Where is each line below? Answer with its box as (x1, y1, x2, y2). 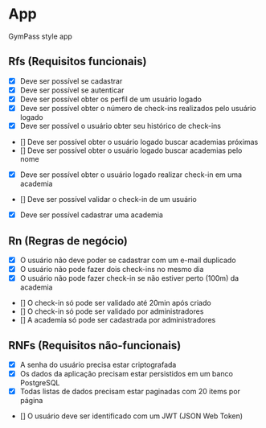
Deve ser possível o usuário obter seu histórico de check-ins (19, 121, 221, 130)
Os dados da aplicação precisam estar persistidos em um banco (19, 369, 233, 379)
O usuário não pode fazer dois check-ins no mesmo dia (19, 265, 204, 274)
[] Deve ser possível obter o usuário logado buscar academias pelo (19, 146, 243, 155)
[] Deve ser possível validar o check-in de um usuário (19, 195, 197, 204)
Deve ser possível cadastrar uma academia (19, 210, 163, 220)
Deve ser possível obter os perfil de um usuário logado (19, 94, 203, 104)
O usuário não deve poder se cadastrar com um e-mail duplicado (19, 255, 236, 265)
